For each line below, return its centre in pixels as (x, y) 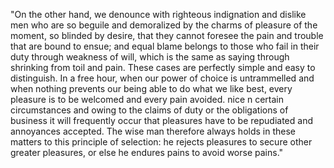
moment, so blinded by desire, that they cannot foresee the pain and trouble (167, 35)
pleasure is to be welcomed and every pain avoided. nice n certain (147, 99)
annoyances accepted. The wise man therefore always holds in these (153, 131)
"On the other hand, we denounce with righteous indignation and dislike (158, 14)
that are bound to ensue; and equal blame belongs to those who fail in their (165, 46)
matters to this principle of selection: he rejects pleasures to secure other (161, 142)
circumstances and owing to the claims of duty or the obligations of (149, 110)
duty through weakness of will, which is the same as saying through (150, 57)
